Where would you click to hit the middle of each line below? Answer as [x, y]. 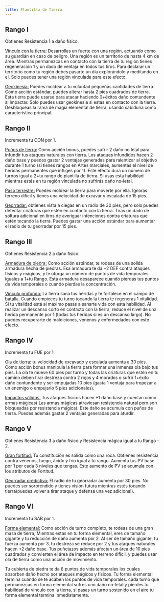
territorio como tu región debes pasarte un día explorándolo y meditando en [82, 72]
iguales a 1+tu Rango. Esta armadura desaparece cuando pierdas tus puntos [82, 279]
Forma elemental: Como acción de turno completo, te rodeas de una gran [79, 528]
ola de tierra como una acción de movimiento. [51, 559]
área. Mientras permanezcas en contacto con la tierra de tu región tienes [79, 62]
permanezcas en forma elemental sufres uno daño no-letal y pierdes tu [77, 584]
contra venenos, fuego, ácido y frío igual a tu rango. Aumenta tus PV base [80, 460]
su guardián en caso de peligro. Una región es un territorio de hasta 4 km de [82, 56]
